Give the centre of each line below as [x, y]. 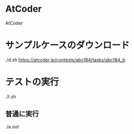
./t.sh [11, 96]
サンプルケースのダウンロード [68, 45]
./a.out [12, 126]
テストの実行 [32, 82]
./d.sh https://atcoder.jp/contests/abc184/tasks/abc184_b [65, 60]
